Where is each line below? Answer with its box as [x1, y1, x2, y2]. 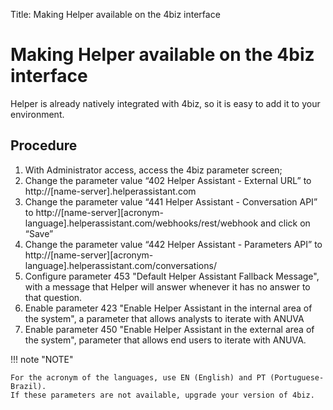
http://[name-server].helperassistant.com [24, 185, 197, 197]
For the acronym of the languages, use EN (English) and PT [10, 372, 267, 383]
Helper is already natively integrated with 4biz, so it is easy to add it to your [10, 97, 321, 109]
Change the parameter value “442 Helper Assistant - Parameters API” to [24, 238, 323, 250]
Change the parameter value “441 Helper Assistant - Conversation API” [24, 195, 318, 208]
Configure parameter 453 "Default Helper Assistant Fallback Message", [24, 270, 320, 282]
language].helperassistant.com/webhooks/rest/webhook [24, 217, 259, 229]
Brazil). [10, 381, 47, 391]
